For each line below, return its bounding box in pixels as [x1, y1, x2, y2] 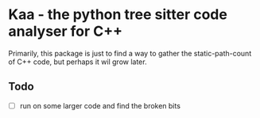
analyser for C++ [8, 22, 123, 40]
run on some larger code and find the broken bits [19, 101, 181, 110]
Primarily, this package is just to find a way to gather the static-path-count [8, 48, 252, 58]
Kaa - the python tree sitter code [8, 6, 228, 24]
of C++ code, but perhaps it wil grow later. [8, 57, 147, 67]
